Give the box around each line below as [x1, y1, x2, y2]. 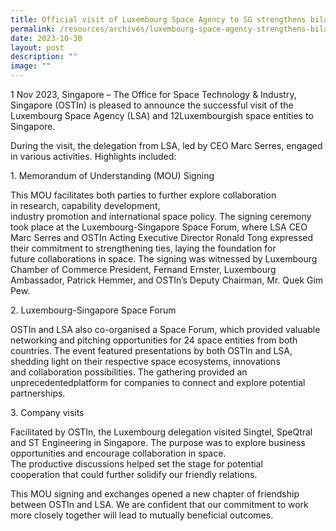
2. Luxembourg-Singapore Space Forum [10, 304, 177, 316]
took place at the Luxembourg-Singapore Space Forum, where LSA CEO [10, 221, 308, 233]
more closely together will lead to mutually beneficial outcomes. [10, 509, 274, 521]
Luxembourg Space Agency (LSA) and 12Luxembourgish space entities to [10, 110, 314, 121]
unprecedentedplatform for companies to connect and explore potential [10, 377, 306, 388]
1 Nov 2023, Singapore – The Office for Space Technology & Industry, [10, 89, 297, 100]
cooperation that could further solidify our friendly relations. [10, 469, 258, 480]
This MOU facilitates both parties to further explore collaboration [10, 189, 277, 201]
